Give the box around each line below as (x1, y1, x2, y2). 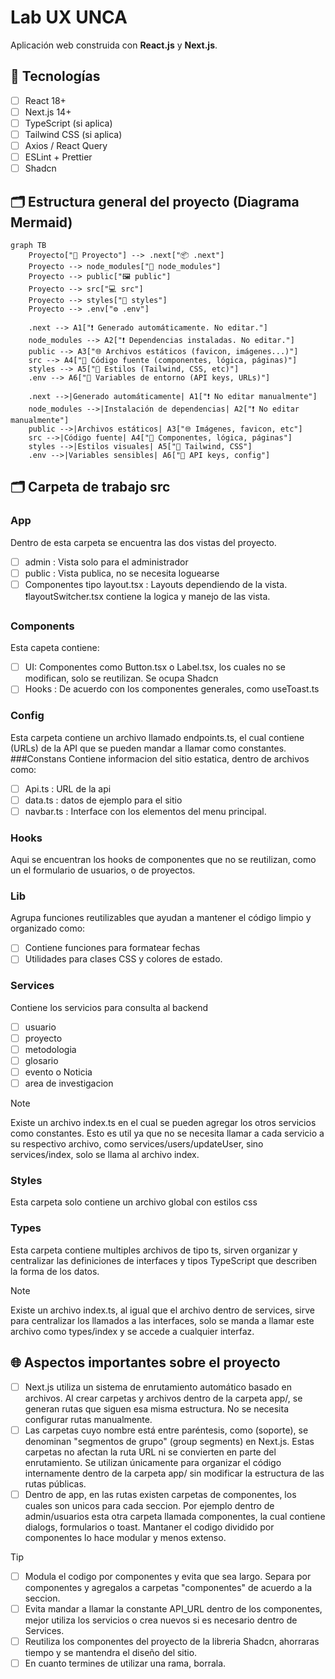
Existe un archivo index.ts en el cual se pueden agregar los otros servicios (10, 1117, 317, 1129)
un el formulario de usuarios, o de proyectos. (10, 864, 196, 876)
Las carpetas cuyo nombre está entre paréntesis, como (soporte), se (24, 1424, 309, 1436)
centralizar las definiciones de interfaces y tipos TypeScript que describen (10, 1254, 318, 1266)
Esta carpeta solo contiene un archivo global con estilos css (10, 1196, 258, 1208)
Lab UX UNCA (10, 6, 128, 29)
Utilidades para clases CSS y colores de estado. (24, 953, 223, 965)
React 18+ (24, 94, 67, 106)
